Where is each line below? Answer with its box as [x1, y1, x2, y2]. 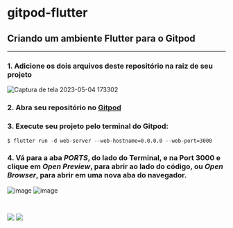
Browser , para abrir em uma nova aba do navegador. [7, 170, 187, 180]
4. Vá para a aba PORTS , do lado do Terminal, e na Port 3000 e [7, 153, 221, 163]
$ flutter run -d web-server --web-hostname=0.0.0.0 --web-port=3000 [7, 137, 213, 144]
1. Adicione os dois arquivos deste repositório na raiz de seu [7, 61, 214, 71]
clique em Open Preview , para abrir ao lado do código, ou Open [7, 161, 223, 171]
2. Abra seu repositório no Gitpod [7, 103, 121, 112]
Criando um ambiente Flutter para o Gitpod [7, 33, 196, 44]
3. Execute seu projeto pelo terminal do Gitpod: [7, 121, 169, 131]
